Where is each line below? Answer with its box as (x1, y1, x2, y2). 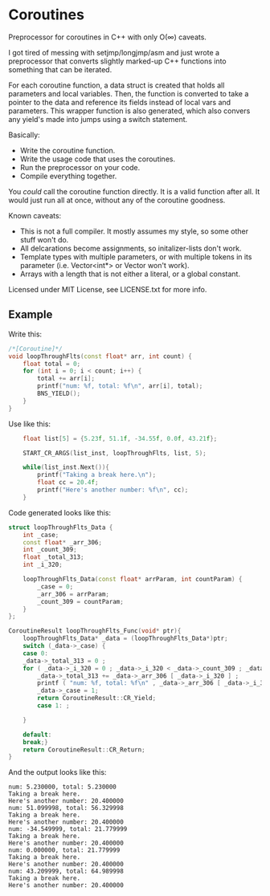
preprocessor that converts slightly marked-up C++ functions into (8, 56, 227, 66)
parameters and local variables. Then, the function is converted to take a (8, 88, 249, 98)
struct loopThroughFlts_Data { (8, 523, 113, 531)
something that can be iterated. (8, 64, 112, 74)
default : (22, 731, 52, 739)
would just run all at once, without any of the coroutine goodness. (8, 195, 226, 205)
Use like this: (8, 419, 51, 429)
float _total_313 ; (22, 553, 84, 561)
